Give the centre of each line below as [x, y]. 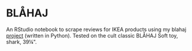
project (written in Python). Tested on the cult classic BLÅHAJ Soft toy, [92, 35]
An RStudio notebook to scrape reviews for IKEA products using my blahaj [96, 29]
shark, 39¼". [22, 42]
